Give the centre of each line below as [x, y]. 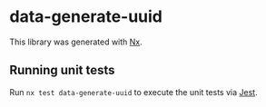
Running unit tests [62, 70]
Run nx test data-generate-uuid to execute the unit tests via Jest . [133, 92]
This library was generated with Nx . [76, 42]
